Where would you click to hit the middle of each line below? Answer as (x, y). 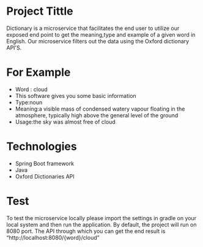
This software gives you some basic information (76, 95)
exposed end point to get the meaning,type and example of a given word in (101, 34)
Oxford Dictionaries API (45, 176)
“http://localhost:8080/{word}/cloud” (53, 237)
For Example (39, 72)
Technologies (42, 146)
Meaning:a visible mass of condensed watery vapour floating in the (100, 109)
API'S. (14, 48)
